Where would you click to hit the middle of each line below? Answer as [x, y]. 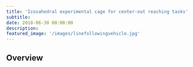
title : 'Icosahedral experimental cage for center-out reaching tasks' [97, 12]
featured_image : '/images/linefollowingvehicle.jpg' [73, 34]
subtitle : [19, 17]
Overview [25, 58]
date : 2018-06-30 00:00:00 [40, 23]
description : [22, 28]
